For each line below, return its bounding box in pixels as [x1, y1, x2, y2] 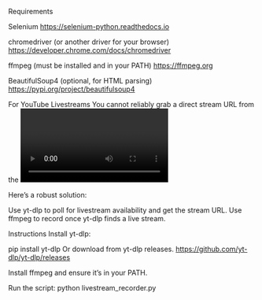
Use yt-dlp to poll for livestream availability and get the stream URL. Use [8, 206, 242, 215]
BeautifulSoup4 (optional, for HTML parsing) [8, 76, 153, 85]
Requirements [8, 7, 54, 16]
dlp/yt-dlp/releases [8, 253, 71, 262]
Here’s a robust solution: [8, 191, 87, 199]
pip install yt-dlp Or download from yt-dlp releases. [8, 244, 175, 254]
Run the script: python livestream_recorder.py [8, 283, 157, 292]
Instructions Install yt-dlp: [8, 229, 91, 239]
